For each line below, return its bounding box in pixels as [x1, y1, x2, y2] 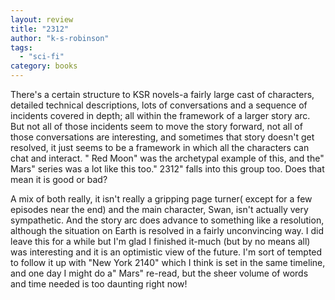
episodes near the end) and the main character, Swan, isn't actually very [10, 204, 309, 215]
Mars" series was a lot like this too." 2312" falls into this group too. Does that [10, 163, 325, 175]
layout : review [10, 14, 74, 25]
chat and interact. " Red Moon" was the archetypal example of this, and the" [10, 152, 325, 164]
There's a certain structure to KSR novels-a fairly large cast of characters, [10, 89, 315, 100]
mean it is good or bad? [10, 174, 108, 185]
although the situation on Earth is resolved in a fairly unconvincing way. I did [10, 225, 325, 236]
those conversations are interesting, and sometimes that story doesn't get [10, 131, 315, 143]
